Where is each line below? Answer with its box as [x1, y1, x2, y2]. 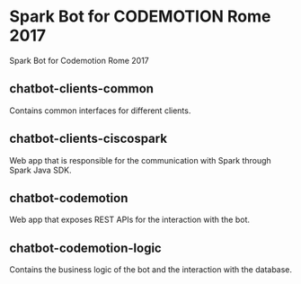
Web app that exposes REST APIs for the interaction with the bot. [9, 214, 250, 226]
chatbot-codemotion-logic [9, 240, 162, 255]
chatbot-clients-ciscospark [9, 131, 168, 146]
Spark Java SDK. [9, 164, 72, 175]
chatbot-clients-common [9, 81, 155, 96]
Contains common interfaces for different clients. [9, 105, 191, 116]
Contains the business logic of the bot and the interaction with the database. [9, 264, 293, 275]
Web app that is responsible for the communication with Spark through [9, 155, 271, 165]
